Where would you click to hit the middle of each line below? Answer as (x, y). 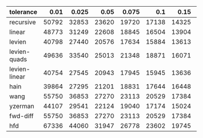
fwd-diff (22, 116)
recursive (23, 22)
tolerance (23, 12)
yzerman (22, 106)
